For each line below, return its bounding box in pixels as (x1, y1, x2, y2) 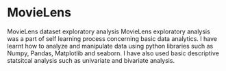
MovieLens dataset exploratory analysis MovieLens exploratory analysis (7, 27, 210, 35)
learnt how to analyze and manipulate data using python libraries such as (7, 42, 214, 50)
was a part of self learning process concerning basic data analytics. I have (7, 34, 218, 42)
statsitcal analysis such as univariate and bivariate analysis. (7, 56, 175, 64)
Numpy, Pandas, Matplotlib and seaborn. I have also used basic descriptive (7, 49, 219, 57)
